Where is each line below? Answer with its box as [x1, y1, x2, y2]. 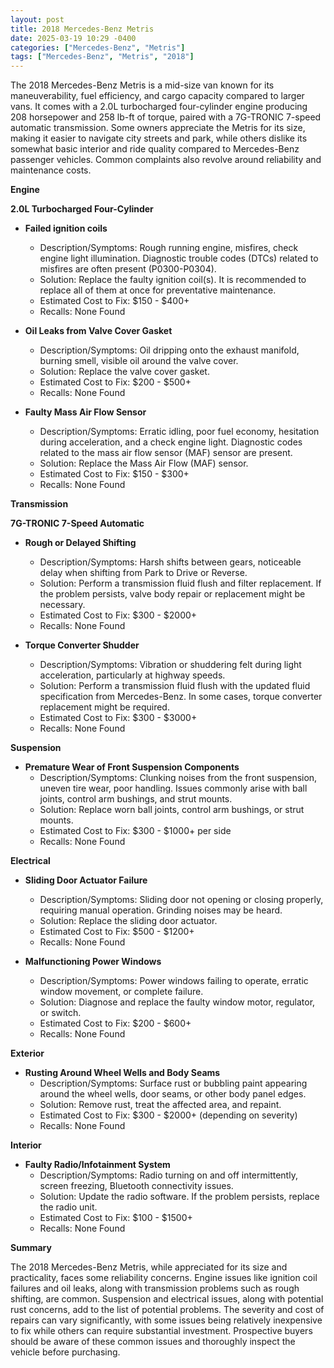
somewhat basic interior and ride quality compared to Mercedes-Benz [10, 143, 300, 155]
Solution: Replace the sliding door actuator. [39, 915, 218, 927]
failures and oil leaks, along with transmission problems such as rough [10, 1282, 300, 1295]
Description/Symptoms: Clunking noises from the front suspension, [39, 772, 318, 784]
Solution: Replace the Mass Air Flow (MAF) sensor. [39, 457, 249, 470]
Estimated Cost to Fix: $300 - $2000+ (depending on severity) [39, 1109, 298, 1121]
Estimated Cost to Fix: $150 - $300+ [39, 468, 190, 480]
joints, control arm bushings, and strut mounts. [39, 793, 233, 805]
